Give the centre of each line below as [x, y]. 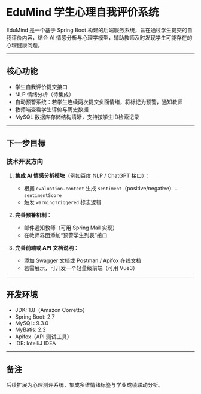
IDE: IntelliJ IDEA [35, 343]
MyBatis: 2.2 [30, 329]
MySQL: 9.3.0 [32, 323]
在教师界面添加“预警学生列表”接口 [66, 235]
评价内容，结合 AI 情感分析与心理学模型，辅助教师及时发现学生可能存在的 [102, 37]
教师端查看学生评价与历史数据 [51, 109]
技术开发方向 [25, 162]
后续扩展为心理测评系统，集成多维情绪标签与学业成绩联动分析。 [85, 385]
